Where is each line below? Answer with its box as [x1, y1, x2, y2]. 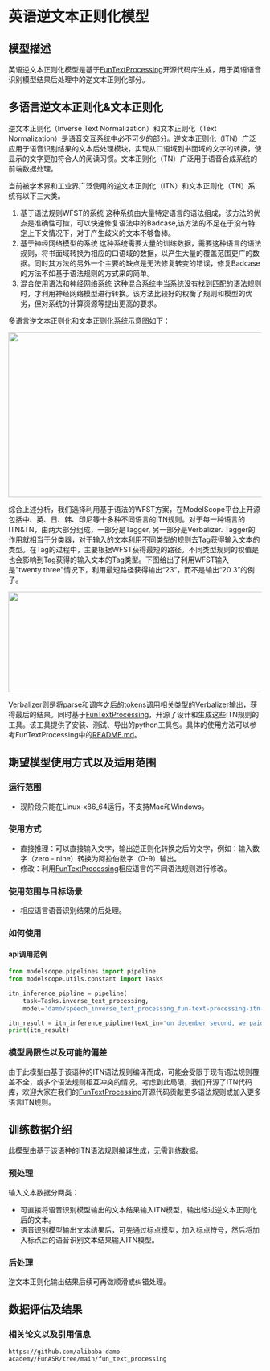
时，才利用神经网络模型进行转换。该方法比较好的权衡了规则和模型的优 [19, 288, 253, 298]
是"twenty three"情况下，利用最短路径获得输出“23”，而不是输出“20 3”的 [8, 564, 247, 574]
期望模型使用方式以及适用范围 [8, 756, 157, 770]
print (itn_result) [8, 1026, 70, 1034]
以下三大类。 [22, 191, 65, 200]
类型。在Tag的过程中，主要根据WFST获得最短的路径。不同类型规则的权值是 [8, 544, 260, 554]
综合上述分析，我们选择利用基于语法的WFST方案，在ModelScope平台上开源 [8, 504, 261, 514]
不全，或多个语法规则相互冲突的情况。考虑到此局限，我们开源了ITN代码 [14, 1076, 253, 1087]
